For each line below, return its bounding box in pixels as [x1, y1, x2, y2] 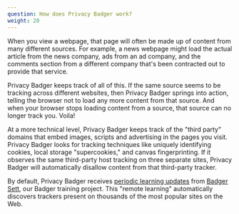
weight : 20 [7, 17, 40, 24]
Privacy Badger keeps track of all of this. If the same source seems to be [7, 81, 221, 89]
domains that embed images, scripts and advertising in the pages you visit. [7, 133, 228, 141]
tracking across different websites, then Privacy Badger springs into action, [7, 88, 229, 97]
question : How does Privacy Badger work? [7, 10, 133, 18]
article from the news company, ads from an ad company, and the [7, 51, 201, 61]
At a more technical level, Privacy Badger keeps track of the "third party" [7, 125, 222, 133]
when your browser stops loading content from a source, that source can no [7, 103, 232, 112]
